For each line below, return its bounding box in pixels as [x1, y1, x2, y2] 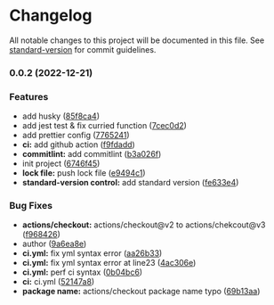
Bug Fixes [9, 200, 53, 212]
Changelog [9, 5, 93, 26]
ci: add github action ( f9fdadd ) [21, 139, 135, 150]
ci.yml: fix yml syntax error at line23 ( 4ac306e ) [21, 258, 197, 268]
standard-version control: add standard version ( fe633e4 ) [21, 177, 239, 188]
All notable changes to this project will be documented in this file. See [9, 35, 265, 45]
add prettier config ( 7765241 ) [21, 130, 131, 141]
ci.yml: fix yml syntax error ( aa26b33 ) [21, 248, 163, 259]
